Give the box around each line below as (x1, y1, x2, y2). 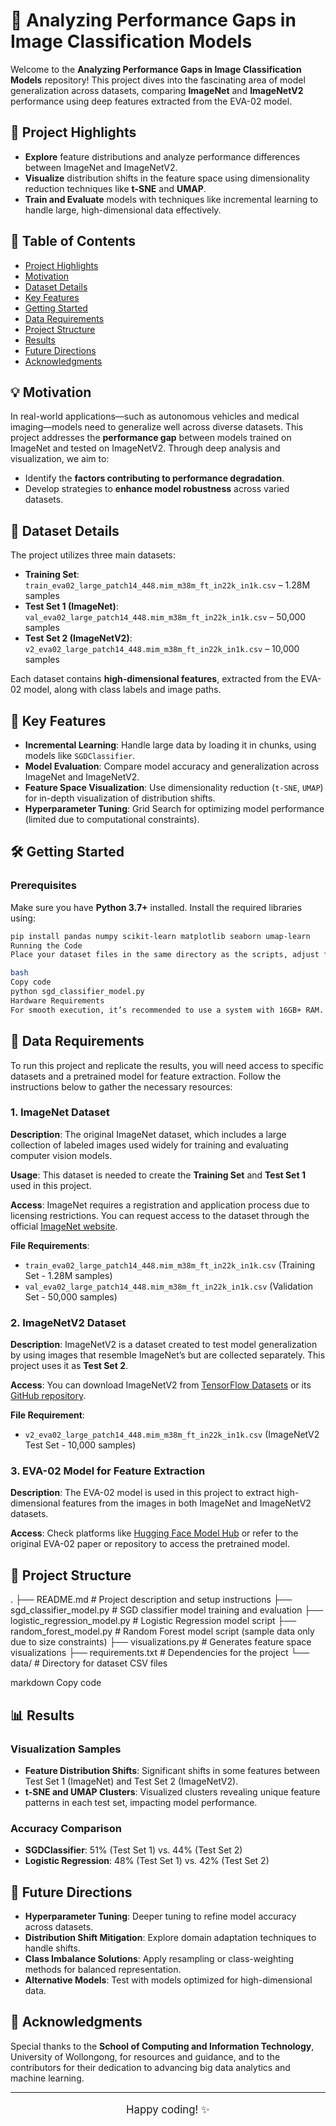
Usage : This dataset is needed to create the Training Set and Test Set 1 (10, 1169, 306, 1181)
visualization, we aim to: (10, 453, 110, 465)
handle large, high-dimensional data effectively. (24, 204, 222, 216)
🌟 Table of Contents (10, 233, 136, 250)
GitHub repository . (10, 1390, 87, 1402)
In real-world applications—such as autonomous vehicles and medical (10, 410, 300, 423)
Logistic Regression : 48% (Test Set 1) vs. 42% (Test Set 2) (24, 1855, 270, 1867)
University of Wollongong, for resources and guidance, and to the (10, 2050, 281, 2063)
